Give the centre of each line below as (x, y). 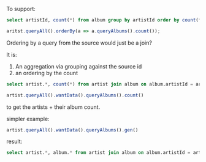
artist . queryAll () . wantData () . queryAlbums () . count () (75, 95)
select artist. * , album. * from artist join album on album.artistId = (98, 153)
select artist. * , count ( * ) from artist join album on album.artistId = (100, 84)
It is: (12, 54)
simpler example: (28, 119)
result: (14, 142)
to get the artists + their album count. (53, 107)
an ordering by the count (47, 73)
